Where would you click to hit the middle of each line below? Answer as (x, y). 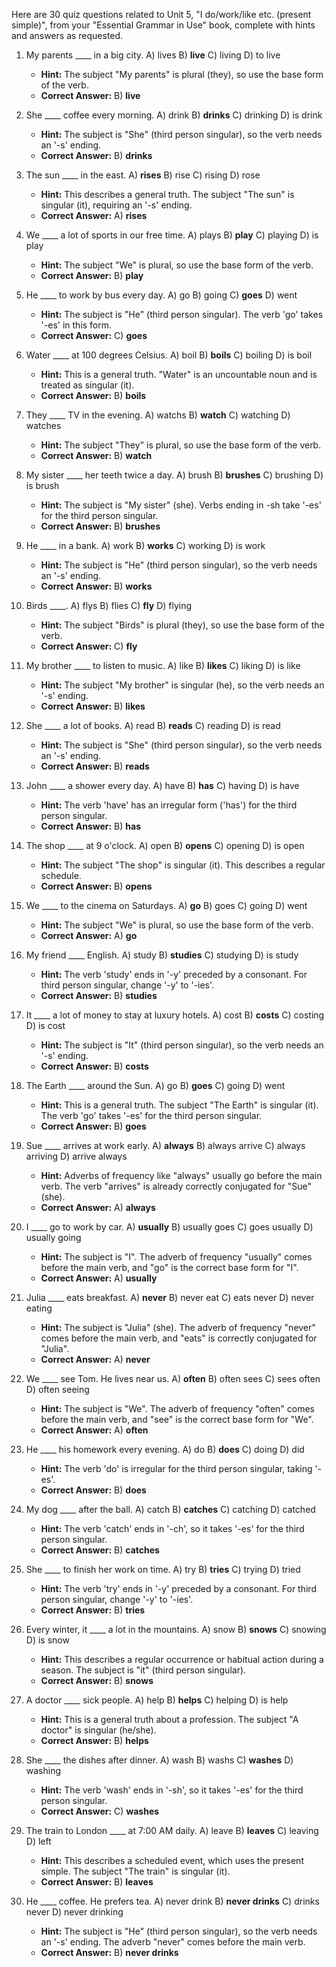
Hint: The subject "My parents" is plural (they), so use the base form (182, 74)
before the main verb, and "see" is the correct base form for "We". (177, 1419)
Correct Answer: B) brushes (100, 526)
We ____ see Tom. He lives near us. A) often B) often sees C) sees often (173, 1378)
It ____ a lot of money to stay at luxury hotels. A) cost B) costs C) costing (175, 1015)
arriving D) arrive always (76, 1156)
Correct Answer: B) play (92, 275)
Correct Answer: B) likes (93, 706)
